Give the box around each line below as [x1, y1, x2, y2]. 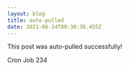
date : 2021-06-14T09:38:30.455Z [7, 23, 102, 30]
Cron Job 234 [7, 56, 48, 64]
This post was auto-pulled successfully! [7, 43, 123, 51]
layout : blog [7, 10, 46, 17]
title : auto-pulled [7, 17, 64, 24]
